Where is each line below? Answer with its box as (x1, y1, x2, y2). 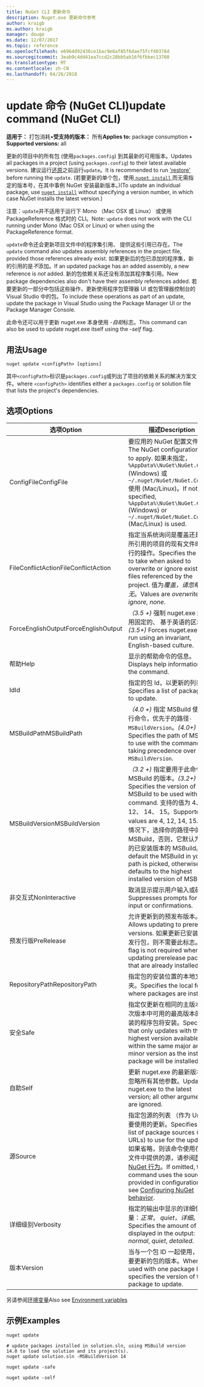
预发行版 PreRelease (9, 936, 66, 944)
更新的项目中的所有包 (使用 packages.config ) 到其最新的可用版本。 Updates (6, 152, 192, 160)
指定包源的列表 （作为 (128, 1111, 191, 1119)
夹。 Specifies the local (128, 981, 193, 989)
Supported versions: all (6, 140, 67, 148)
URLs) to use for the (128, 1136, 186, 1144)
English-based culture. (128, 641, 194, 649)
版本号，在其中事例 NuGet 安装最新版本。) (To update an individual (16, 181, 181, 189)
